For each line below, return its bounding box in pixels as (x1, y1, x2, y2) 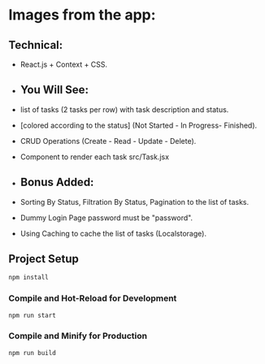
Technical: (8, 38, 63, 52)
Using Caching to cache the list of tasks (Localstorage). (20, 228, 207, 238)
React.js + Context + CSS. (20, 59, 108, 69)
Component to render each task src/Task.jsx (20, 152, 169, 162)
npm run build (8, 349, 57, 357)
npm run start (8, 311, 57, 319)
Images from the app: (8, 6, 156, 24)
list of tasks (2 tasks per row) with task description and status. (20, 104, 229, 115)
